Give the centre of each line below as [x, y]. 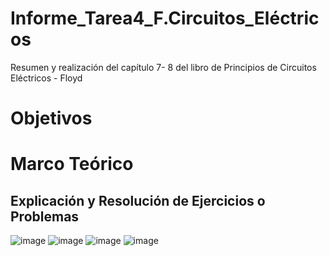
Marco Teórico [72, 164]
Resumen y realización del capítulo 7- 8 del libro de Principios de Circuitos [163, 67]
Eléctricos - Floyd [46, 78]
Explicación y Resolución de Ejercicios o [138, 200]
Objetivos [51, 118]
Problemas [45, 216]
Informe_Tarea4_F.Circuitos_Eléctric [165, 18]
